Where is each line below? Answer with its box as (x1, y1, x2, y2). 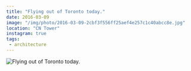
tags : (6, 36, 20, 42)
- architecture (8, 42, 47, 48)
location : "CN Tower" (6, 25, 60, 31)
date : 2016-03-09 (6, 14, 50, 20)
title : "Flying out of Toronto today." (6, 8, 106, 15)
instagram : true (6, 31, 47, 37)
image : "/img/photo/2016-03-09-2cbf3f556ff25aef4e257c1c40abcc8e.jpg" (6, 20, 186, 25)
